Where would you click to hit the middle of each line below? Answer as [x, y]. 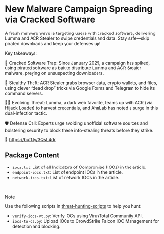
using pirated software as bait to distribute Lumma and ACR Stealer [73, 68]
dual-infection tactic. [26, 113]
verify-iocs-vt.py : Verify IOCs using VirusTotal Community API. [78, 216]
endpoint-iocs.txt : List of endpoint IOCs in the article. [67, 172]
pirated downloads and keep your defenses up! [53, 43]
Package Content [32, 155]
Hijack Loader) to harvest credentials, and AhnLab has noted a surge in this [82, 108]
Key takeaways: [21, 53]
